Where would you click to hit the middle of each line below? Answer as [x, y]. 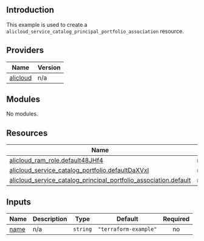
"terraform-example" [127, 229]
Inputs [19, 202]
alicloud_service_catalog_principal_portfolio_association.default [100, 180]
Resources [27, 133]
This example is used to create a [47, 24]
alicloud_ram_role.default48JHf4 [56, 161]
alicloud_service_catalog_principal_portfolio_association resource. [95, 31]
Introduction [30, 10]
